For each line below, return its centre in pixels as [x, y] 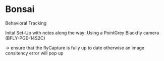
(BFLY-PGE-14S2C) [25, 38]
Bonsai [20, 9]
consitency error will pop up [35, 53]
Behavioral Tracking [26, 23]
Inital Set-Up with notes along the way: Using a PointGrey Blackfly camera [82, 32]
